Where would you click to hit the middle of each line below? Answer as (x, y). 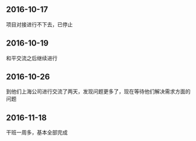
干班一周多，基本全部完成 (37, 133)
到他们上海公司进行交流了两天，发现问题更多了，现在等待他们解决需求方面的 (98, 92)
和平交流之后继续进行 (32, 58)
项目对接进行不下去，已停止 (39, 24)
